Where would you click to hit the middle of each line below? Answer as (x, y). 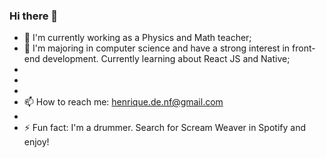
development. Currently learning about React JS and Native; (166, 59)
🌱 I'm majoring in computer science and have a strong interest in (157, 48)
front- (304, 48)
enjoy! (36, 142)
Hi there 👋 (34, 16)
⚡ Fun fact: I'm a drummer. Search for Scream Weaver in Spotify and (164, 128)
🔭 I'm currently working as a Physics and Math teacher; (137, 38)
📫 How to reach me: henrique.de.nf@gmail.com (123, 102)
